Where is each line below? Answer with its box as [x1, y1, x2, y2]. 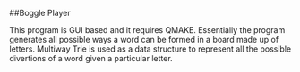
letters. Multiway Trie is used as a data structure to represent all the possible [9, 44, 292, 54]
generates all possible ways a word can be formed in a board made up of [9, 35, 279, 44]
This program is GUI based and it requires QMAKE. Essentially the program [9, 25, 286, 35]
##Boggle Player [9, 8, 71, 18]
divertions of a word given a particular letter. [9, 53, 173, 63]
